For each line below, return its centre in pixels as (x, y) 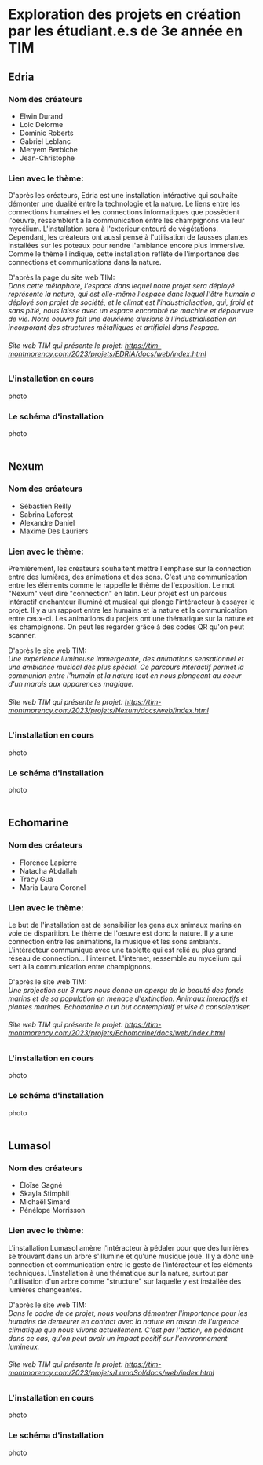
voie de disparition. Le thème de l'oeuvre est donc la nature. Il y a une (121, 933)
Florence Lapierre (48, 863)
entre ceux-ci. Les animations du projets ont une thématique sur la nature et (131, 619)
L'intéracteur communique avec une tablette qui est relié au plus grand (122, 950)
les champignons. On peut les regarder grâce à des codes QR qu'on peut (126, 627)
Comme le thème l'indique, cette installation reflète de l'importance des (124, 254)
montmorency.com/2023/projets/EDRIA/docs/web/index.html (107, 353)
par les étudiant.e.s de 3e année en (126, 31)
